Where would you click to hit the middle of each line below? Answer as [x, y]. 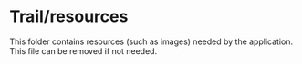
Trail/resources [69, 17]
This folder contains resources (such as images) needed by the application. [151, 41]
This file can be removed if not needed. [83, 50]
